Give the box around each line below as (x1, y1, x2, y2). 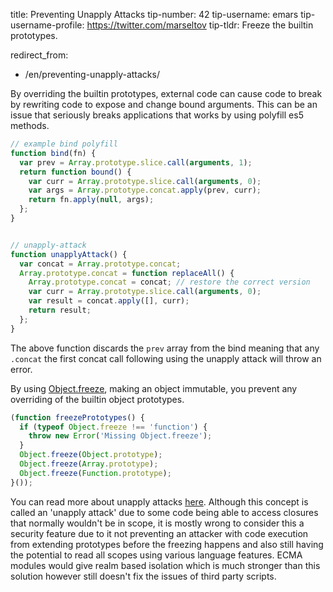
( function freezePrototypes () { (10, 412, 145, 423)
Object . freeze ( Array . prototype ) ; (19, 459, 159, 469)
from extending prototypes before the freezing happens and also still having (10, 538, 324, 550)
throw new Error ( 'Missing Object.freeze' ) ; (28, 431, 213, 441)
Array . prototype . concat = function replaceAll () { (19, 268, 235, 278)
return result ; (28, 305, 92, 315)
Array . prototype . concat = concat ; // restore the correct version (28, 277, 311, 288)
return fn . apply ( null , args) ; (28, 195, 155, 205)
